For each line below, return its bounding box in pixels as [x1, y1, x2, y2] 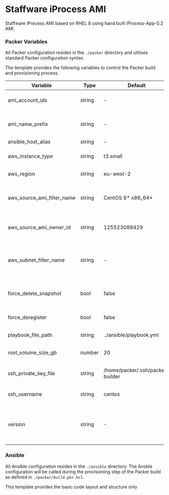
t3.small [104, 153, 123, 160]
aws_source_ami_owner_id [8, 224, 71, 231]
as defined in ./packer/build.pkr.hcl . [5, 474, 84, 480]
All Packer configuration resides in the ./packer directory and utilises [5, 49, 148, 56]
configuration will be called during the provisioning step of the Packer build [5, 468, 161, 474]
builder [104, 373, 121, 380]
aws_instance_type [8, 153, 53, 160]
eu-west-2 [104, 170, 131, 177]
